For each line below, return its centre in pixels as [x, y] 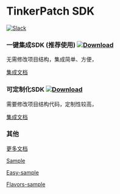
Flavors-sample [26, 184]
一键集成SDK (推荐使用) [41, 45]
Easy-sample [23, 172]
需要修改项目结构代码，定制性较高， [52, 104]
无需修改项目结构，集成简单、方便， [52, 60]
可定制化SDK [25, 89]
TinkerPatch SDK [51, 11]
